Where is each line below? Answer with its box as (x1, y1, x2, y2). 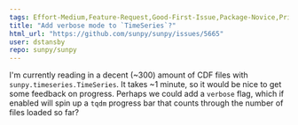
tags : (9, 12, 29, 22)
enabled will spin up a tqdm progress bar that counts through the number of (9, 98, 284, 108)
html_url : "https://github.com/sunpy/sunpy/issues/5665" (9, 29, 224, 38)
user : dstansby (9, 37, 66, 47)
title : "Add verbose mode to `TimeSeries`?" (9, 21, 176, 30)
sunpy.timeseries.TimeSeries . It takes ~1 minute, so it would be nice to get (9, 79, 282, 90)
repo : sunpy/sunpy (9, 46, 77, 55)
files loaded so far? (9, 107, 80, 118)
